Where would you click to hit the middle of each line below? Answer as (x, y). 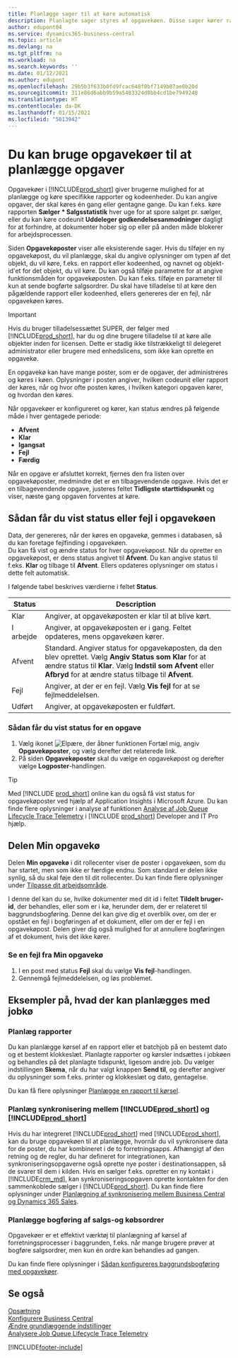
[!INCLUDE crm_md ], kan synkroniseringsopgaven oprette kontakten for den (118, 1179)
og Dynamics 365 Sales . (43, 1201)
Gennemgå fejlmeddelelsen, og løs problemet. (85, 978)
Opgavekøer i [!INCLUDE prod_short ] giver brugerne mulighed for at (106, 189)
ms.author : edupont (37, 80)
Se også (26, 1294)
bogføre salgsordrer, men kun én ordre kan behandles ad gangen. (104, 1250)
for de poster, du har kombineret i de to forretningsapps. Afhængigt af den (116, 1148)
